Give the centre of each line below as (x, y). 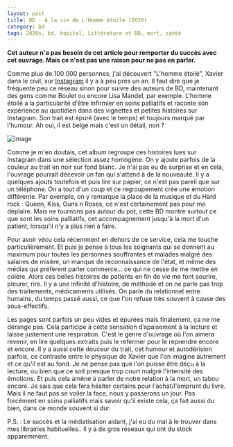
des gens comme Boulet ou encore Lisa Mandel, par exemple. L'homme (109, 96)
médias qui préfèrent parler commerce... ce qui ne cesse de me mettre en (113, 269)
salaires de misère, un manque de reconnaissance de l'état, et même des (112, 262)
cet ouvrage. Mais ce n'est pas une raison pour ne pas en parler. (102, 60)
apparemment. (28, 437)
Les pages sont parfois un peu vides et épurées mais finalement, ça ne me (114, 320)
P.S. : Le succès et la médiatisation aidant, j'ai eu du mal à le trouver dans (112, 422)
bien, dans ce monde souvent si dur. (59, 408)
